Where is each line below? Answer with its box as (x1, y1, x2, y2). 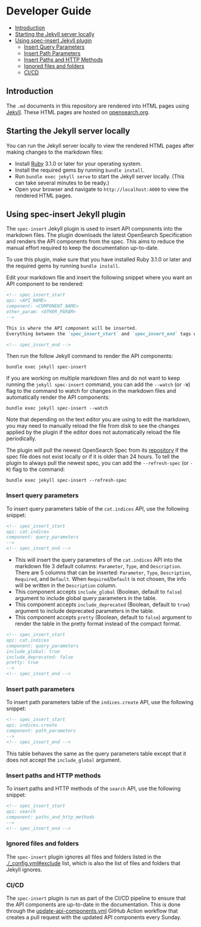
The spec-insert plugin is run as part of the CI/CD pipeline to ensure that (6, 894, 186, 902)
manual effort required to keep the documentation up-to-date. (6, 245, 159, 252)
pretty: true (6, 660, 39, 666)
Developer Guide (6, 4, 92, 18)
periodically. (6, 435, 37, 442)
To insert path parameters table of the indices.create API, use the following (6, 699, 194, 706)
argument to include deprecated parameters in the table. (14, 607, 154, 615)
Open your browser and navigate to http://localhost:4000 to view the (14, 185, 189, 193)
